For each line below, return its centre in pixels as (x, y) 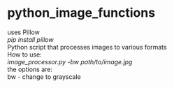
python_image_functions (81, 13)
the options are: (30, 69)
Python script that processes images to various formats (87, 47)
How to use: (24, 54)
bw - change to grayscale (44, 76)
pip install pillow (30, 39)
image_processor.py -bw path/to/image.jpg (70, 61)
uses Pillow (23, 32)
